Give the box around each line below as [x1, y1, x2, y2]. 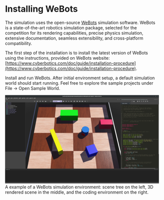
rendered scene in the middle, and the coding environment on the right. [5, 189, 149, 195]
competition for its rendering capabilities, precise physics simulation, [5, 30, 143, 36]
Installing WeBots [5, 3, 78, 15]
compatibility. [5, 40, 33, 46]
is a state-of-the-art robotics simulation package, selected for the [5, 24, 137, 30]
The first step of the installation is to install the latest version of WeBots [5, 50, 148, 56]
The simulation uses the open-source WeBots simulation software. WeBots [5, 20, 155, 25]
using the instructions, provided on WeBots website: [5, 55, 110, 61]
